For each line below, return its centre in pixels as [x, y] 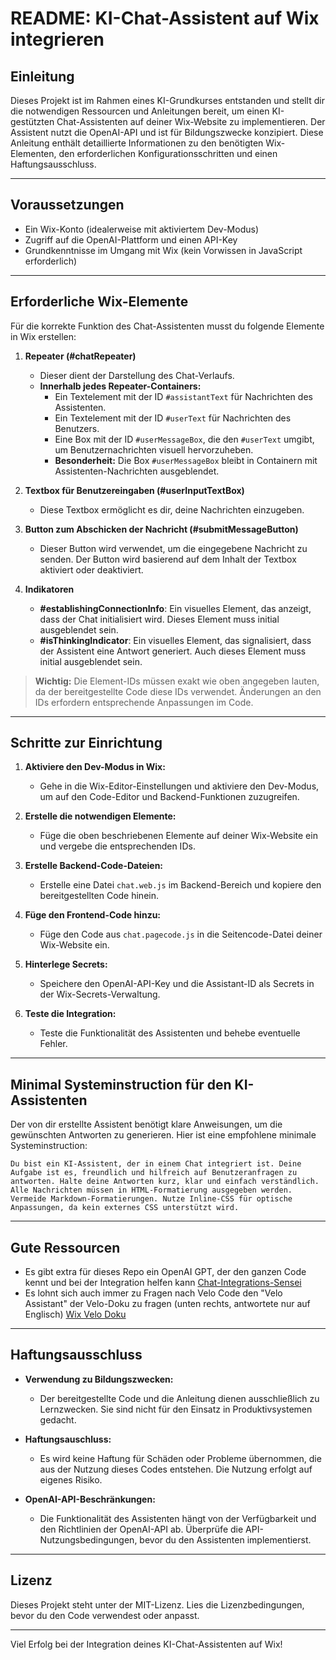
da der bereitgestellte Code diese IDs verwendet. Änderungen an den [178, 691]
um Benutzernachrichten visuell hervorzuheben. [154, 449]
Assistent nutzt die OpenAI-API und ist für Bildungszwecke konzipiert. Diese [167, 132]
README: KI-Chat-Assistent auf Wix [165, 18]
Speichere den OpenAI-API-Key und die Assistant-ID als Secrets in [177, 984]
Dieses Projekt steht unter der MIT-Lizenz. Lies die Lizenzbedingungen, [157, 1604]
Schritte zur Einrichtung [86, 743]
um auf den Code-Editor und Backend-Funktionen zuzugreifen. [169, 797]
